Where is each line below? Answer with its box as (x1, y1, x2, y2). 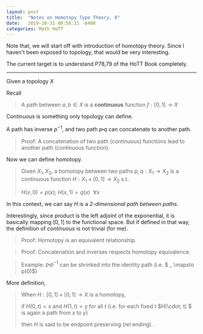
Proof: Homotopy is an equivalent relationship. (21, 236, 137, 243)
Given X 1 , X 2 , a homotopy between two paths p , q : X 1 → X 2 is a (21, 167, 179, 176)
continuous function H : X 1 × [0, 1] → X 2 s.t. (21, 175, 129, 184)
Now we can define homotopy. (6, 155, 83, 163)
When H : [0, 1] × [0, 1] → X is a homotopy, (21, 291, 126, 298)
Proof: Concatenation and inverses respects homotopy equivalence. (21, 248, 191, 255)
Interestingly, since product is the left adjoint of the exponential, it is (6, 212, 175, 219)
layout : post (6, 8, 39, 15)
